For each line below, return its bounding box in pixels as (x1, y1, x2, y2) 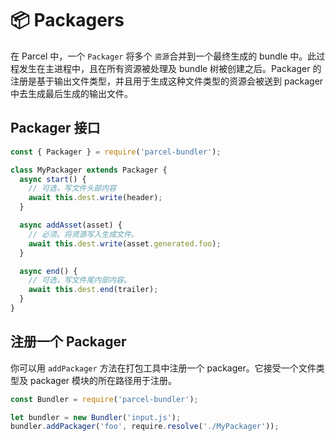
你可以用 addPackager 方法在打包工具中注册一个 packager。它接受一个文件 (10, 362, 317, 374)
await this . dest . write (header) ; (28, 193, 163, 203)
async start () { (19, 174, 87, 184)
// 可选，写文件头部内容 (28, 183, 117, 194)
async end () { (19, 266, 78, 276)
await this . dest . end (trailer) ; (28, 285, 159, 295)
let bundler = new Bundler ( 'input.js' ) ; (10, 412, 182, 422)
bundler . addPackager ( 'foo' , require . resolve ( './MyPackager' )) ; (10, 422, 280, 432)
